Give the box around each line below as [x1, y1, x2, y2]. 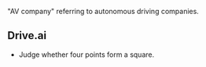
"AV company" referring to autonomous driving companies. [7, 7, 200, 16]
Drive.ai [7, 29, 47, 42]
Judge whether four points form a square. [18, 50, 155, 59]
